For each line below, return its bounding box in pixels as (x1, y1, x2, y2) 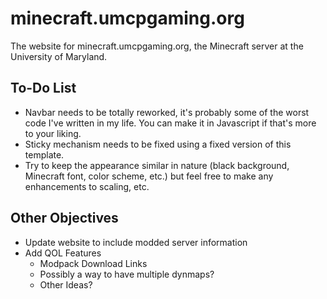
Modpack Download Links (39, 257, 148, 269)
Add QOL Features (24, 247, 102, 259)
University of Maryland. (10, 50, 108, 62)
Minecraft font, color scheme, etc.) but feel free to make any (24, 170, 274, 182)
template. (24, 148, 65, 161)
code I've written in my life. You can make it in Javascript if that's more (24, 117, 317, 129)
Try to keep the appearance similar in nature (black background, (24, 159, 290, 171)
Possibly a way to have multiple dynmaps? (39, 268, 215, 280)
